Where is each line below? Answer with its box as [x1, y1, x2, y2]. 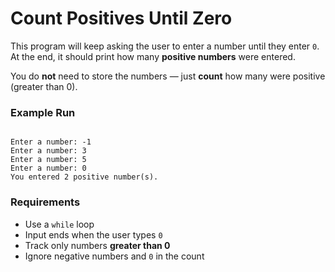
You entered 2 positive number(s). [10, 172, 159, 182]
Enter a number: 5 [10, 155, 87, 165]
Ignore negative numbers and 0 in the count [24, 250, 205, 262]
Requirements [10, 195, 81, 209]
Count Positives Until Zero [10, 7, 233, 30]
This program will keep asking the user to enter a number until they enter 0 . [10, 40, 320, 52]
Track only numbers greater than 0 [24, 239, 171, 251]
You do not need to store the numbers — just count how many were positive [10, 70, 326, 82]
